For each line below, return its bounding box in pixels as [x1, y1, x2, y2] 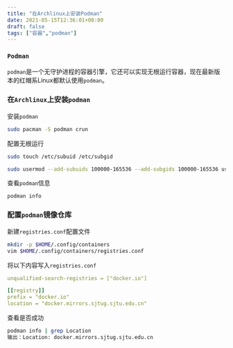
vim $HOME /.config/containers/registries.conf [7, 247, 144, 254]
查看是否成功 [7, 313, 44, 322]
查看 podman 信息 [7, 179, 51, 187]
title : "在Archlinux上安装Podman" [7, 10, 103, 17]
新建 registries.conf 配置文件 [7, 227, 91, 236]
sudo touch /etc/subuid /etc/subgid [7, 153, 113, 160]
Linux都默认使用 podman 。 [37, 76, 109, 84]
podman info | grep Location [7, 327, 92, 335]
